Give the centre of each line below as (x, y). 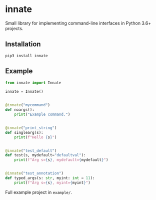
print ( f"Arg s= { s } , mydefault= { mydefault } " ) (61, 160)
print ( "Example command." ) (42, 115)
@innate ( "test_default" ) (31, 151)
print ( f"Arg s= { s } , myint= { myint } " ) (52, 182)
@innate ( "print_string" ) (31, 128)
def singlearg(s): (24, 132)
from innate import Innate (33, 83)
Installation (23, 44)
